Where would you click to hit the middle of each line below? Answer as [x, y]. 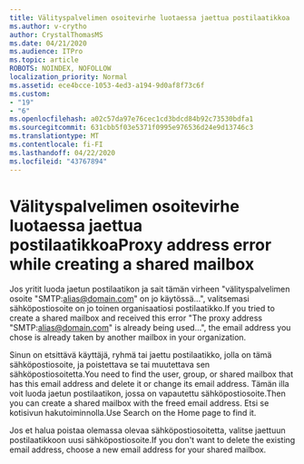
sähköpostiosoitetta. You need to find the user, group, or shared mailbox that [152, 374]
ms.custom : [30, 94]
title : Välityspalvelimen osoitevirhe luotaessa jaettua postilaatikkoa [150, 18]
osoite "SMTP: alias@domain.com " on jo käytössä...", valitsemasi [129, 299]
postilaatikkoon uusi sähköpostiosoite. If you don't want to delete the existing [152, 440]
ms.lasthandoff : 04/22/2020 [63, 153]
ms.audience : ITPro [46, 52]
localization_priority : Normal [69, 77]
